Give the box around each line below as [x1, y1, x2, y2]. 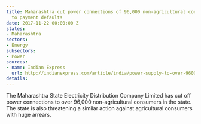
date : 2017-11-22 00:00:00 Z [6, 20, 79, 26]
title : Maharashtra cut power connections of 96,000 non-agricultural [6, 8, 186, 15]
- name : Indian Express [6, 64, 66, 71]
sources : [6, 59, 28, 65]
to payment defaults [11, 14, 63, 20]
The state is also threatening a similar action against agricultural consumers [6, 105, 193, 112]
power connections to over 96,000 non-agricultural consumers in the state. [6, 98, 192, 105]
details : [6, 75, 28, 81]
